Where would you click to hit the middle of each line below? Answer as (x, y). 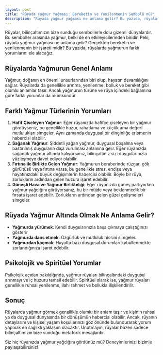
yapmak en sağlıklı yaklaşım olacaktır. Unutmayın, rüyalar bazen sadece (77, 328)
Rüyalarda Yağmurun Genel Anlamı (59, 68)
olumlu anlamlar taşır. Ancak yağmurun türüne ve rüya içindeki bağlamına (78, 90)
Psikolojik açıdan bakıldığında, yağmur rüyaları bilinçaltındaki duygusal (75, 275)
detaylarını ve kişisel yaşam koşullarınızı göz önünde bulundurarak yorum (78, 322)
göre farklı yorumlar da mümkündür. (41, 96)
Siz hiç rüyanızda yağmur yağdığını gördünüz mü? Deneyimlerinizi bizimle (79, 342)
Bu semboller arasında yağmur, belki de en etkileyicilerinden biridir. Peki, (77, 37)
